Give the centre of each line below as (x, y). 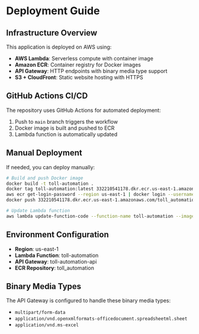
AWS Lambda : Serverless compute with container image (84, 58)
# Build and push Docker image (45, 178)
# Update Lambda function (38, 211)
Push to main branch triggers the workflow (66, 121)
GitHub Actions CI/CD (47, 96)
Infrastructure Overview (52, 33)
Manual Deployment (44, 153)
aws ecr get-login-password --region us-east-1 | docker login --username (100, 195)
